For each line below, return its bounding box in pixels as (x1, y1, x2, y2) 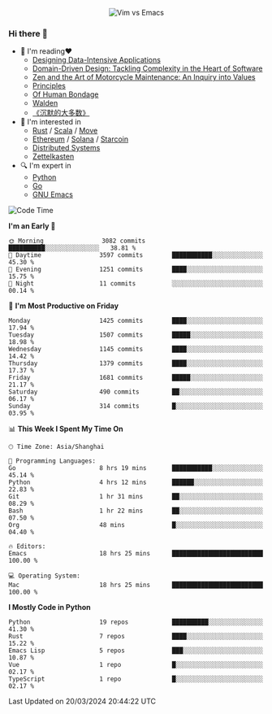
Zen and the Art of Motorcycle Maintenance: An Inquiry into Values (32, 72, 256, 82)
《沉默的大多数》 (32, 108, 90, 118)
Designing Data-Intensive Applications (32, 55, 161, 65)
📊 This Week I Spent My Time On (8, 424, 123, 434)
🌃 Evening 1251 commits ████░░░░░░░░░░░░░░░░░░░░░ (8, 265, 264, 274)
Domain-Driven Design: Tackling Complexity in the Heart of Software (32, 63, 263, 73)
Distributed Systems (32, 143, 101, 153)
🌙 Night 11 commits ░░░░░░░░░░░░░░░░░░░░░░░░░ (8, 280, 264, 288)
